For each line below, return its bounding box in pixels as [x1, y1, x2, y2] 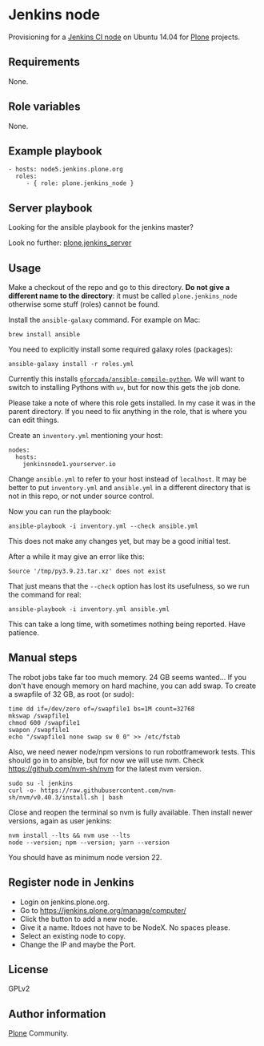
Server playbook [8, 201, 94, 215]
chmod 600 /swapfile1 [8, 718, 81, 726]
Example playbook [8, 144, 102, 158]
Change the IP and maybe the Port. [19, 939, 136, 949]
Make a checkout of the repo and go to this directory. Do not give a [8, 283, 230, 292]
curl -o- [8, 787, 38, 795]
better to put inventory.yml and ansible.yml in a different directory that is [8, 483, 250, 492]
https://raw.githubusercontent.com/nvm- [40, 787, 178, 795]
